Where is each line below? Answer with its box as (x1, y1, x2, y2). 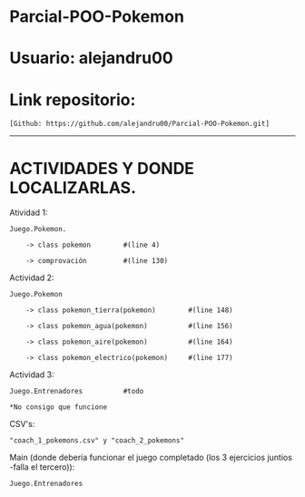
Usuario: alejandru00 (9, 48, 174, 69)
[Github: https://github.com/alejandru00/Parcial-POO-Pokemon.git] (9, 120, 271, 129)
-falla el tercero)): (9, 462, 75, 473)
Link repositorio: (9, 89, 136, 110)
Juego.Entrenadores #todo (9, 387, 144, 396)
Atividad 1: (9, 207, 48, 219)
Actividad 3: (9, 369, 54, 380)
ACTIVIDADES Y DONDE (9, 158, 195, 179)
